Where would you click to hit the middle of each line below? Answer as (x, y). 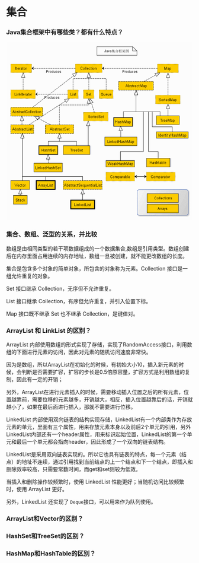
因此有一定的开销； (40, 379)
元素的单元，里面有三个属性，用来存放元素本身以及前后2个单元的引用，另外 (99, 427)
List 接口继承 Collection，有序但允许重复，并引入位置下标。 (79, 301)
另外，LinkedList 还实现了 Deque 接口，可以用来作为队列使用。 (81, 501)
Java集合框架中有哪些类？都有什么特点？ (65, 32)
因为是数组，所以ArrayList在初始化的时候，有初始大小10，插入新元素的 (92, 364)
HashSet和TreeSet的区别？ (45, 536)
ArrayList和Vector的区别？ (45, 519)
